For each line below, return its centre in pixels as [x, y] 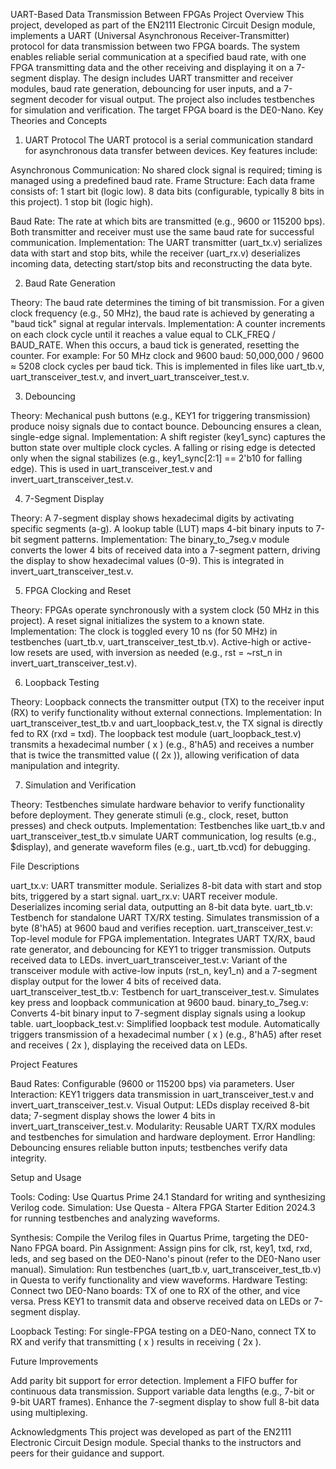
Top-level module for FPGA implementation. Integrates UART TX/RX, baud [163, 938]
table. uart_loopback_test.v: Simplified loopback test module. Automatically [165, 1023]
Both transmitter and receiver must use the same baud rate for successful [162, 232]
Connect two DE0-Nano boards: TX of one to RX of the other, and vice [155, 1290]
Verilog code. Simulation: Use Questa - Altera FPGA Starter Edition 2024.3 [163, 1207]
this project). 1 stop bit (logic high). [82, 202]
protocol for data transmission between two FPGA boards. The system [155, 46]
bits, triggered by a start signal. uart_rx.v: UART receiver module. [144, 896]
